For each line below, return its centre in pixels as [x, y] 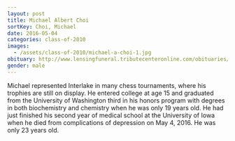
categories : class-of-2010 [47, 40]
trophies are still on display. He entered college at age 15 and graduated [111, 93]
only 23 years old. [33, 130]
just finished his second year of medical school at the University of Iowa [111, 115]
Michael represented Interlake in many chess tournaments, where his [107, 85]
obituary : [22, 59]
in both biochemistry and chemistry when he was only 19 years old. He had [115, 107]
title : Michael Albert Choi [48, 20]
